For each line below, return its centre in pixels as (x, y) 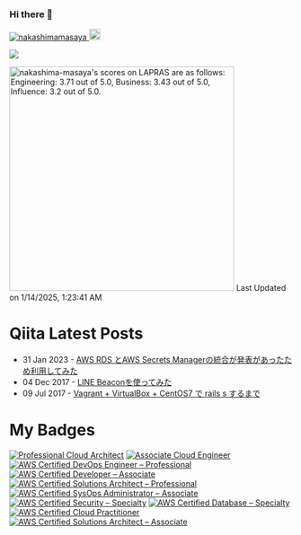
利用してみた (54, 371)
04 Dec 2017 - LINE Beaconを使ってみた (97, 382)
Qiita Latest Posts (76, 333)
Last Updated (261, 288)
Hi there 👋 (31, 14)
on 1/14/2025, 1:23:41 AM (56, 298)
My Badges (53, 430)
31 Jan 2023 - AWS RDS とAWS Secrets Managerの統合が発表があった (153, 360)
